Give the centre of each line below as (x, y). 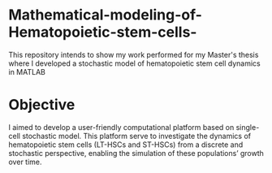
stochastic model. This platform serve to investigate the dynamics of (136, 136)
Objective (42, 105)
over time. (25, 162)
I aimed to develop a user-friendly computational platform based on (121, 127)
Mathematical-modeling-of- (106, 15)
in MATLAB (27, 71)
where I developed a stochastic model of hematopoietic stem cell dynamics (135, 63)
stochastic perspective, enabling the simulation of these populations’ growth (136, 153)
